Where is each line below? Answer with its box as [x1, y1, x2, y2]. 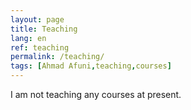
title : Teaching [10, 24, 78, 34]
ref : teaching [10, 42, 70, 53]
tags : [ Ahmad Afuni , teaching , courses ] [10, 61, 172, 71]
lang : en [10, 33, 47, 43]
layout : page [10, 14, 65, 25]
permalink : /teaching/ [10, 52, 105, 62]
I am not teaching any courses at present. [10, 89, 182, 100]
